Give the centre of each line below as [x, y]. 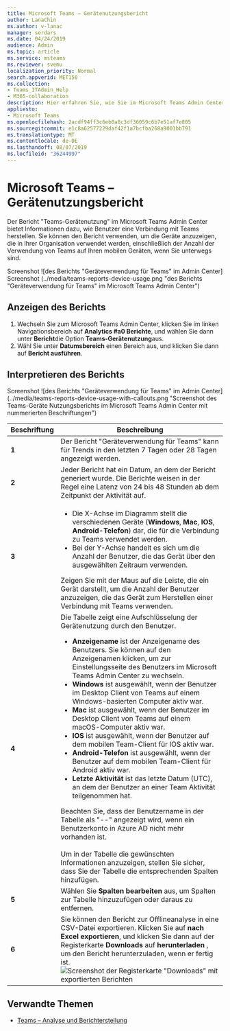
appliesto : [23, 109]
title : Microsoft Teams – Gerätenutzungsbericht [78, 13]
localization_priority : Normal [52, 71]
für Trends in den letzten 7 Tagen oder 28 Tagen [139, 450]
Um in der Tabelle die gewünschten [117, 854]
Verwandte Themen [50, 1004]
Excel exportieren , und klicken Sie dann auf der [138, 936]
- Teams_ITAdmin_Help [38, 90]
